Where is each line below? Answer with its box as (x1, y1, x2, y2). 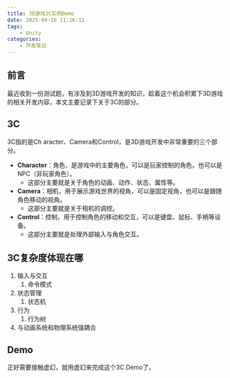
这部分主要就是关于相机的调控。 (27, 204, 119, 212)
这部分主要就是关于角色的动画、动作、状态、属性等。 (27, 178, 180, 187)
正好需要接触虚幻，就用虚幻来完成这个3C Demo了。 (7, 363, 155, 372)
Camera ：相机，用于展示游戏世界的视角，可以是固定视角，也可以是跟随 (17, 187, 222, 195)
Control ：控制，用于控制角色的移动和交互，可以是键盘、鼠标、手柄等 (17, 212, 215, 221)
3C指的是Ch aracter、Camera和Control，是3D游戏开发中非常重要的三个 (7, 138, 212, 146)
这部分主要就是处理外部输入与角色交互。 (27, 229, 143, 238)
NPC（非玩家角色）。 (17, 169, 76, 178)
